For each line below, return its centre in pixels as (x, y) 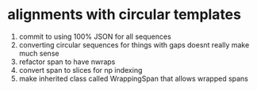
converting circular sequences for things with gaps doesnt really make (134, 44)
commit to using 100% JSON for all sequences (95, 36)
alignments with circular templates (124, 15)
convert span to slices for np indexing (81, 70)
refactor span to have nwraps (67, 62)
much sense (39, 53)
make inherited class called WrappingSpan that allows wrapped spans (134, 78)
